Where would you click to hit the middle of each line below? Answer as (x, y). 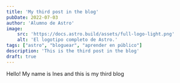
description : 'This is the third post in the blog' (73, 51)
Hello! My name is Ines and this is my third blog (65, 73)
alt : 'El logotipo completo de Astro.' (68, 40)
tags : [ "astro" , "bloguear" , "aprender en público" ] (74, 46)
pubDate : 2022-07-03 (32, 17)
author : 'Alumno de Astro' (40, 23)
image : (15, 29)
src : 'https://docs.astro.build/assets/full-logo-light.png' (96, 34)
